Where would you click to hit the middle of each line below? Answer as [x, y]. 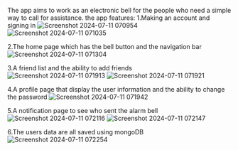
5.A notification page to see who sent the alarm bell [83, 111]
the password [27, 97]
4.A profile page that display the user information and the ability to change [116, 89]
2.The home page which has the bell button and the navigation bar [105, 47]
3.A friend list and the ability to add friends [70, 68]
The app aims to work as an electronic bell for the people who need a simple [119, 10]
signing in [22, 25]
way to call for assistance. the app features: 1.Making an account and [109, 18]
